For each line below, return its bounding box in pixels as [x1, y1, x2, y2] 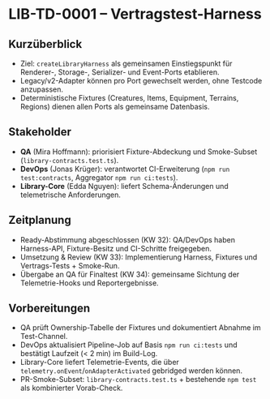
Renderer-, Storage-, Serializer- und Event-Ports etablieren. [19, 67, 221, 77]
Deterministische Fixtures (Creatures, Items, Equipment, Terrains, [19, 93, 239, 102]
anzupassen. [19, 84, 63, 94]
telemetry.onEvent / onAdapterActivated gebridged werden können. [19, 366, 243, 375]
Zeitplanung [8, 213, 71, 227]
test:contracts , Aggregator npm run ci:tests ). [19, 172, 178, 182]
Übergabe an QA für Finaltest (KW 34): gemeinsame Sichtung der [19, 269, 240, 279]
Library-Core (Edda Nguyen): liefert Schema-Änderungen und [19, 181, 229, 191]
